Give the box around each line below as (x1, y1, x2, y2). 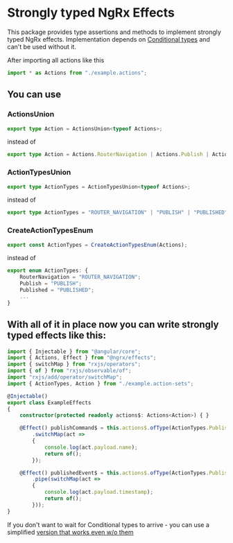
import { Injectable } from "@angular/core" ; (7, 348, 141, 355)
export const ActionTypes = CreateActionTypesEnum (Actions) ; (7, 241, 188, 248)
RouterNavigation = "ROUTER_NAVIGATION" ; (19, 274, 141, 281)
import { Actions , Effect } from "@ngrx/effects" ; (7, 354, 157, 361)
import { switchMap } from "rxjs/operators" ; (7, 361, 141, 368)
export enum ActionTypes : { (7, 267, 89, 275)
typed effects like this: (7, 329, 106, 341)
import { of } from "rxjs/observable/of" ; (7, 368, 132, 374)
